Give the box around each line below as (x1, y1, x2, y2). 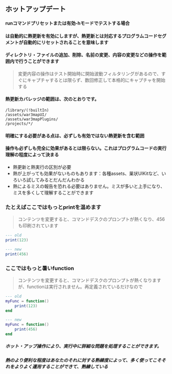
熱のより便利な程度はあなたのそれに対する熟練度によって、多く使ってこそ (5, 357, 162, 363)
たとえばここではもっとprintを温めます (5, 204, 101, 211)
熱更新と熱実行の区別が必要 (12, 164, 72, 170)
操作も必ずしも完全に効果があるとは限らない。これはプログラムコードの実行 (5, 145, 167, 151)
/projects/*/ (5, 121, 33, 126)
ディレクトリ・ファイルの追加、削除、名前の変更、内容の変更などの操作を (5, 52, 162, 58)
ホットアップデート (5, 5, 66, 14)
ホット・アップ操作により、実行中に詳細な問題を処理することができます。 (5, 343, 162, 349)
